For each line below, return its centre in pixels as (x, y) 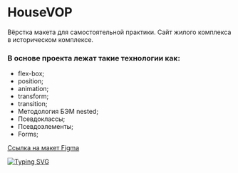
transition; (32, 104)
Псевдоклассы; (41, 119)
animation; (33, 89)
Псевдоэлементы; (45, 127)
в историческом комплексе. (51, 39)
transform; (33, 96)
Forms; (28, 134)
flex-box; (31, 74)
